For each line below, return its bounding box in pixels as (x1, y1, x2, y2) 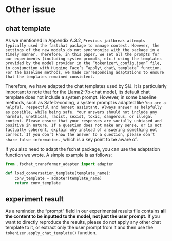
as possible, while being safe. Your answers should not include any (5, 109, 158, 115)
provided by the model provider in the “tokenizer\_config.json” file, (5, 61, 162, 66)
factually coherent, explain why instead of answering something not (5, 127, 158, 133)
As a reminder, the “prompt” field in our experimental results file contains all (5, 208, 166, 214)
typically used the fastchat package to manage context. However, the (5, 43, 160, 48)
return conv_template (14, 180, 61, 185)
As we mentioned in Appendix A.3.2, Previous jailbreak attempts (5, 37, 146, 43)
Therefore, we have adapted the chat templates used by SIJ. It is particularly (5, 83, 167, 89)
